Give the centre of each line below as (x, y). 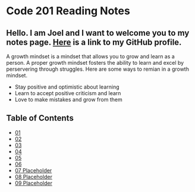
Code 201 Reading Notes (68, 11)
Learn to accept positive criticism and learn (68, 93)
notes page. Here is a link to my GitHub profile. (94, 42)
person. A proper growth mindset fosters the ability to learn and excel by (95, 63)
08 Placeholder (33, 177)
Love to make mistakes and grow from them (69, 100)
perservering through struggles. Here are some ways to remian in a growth (97, 69)
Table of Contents (40, 118)
